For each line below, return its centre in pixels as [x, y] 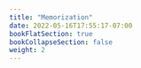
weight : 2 [27, 50]
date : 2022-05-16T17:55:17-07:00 [71, 26]
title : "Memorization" [51, 17]
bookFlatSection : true [51, 34]
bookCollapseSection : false [61, 42]
